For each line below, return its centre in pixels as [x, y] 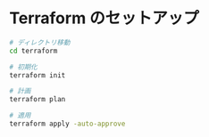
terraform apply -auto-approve [67, 124]
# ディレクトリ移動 [40, 42]
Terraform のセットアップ [104, 18]
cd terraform [33, 51]
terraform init [38, 75]
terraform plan [38, 100]
